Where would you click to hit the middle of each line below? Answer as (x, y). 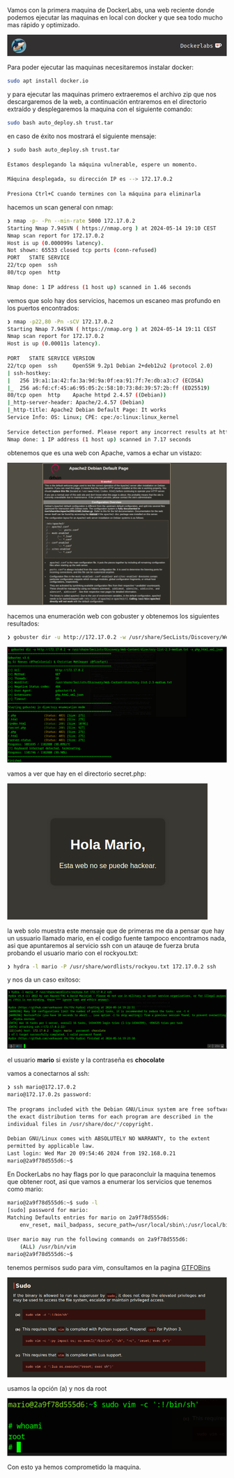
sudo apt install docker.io (48, 81)
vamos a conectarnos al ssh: (48, 1074)
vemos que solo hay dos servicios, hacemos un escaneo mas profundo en (114, 300)
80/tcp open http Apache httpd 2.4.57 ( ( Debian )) (87, 395)
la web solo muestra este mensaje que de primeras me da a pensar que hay (116, 931)
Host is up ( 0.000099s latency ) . (56, 243)
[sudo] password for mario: (48, 1210)
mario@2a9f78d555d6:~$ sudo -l (53, 1203)
